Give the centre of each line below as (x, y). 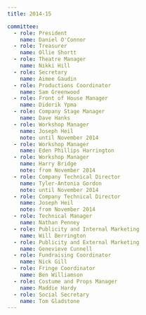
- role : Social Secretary (52, 295)
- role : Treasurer (41, 46)
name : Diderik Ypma (48, 105)
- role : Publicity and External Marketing (77, 242)
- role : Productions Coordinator (62, 85)
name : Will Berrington (53, 236)
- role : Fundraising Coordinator (62, 255)
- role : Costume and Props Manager (66, 281)
